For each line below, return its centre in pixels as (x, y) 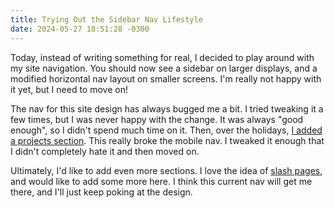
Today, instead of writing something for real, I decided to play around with (162, 57)
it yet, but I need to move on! (69, 89)
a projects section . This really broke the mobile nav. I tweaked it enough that (167, 140)
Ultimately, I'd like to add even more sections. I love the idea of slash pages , (166, 170)
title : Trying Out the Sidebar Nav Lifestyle (106, 19)
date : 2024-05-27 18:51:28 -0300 (80, 29)
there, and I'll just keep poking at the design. (101, 192)
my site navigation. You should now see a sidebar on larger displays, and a (164, 68)
